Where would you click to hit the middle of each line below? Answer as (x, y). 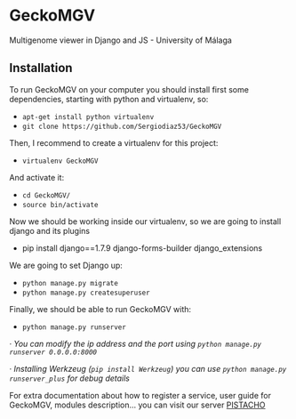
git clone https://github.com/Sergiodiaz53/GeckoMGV (122, 126)
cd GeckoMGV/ (46, 195)
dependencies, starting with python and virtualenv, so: (109, 99)
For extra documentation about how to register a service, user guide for (140, 395)
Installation (41, 68)
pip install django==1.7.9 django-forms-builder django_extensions (142, 248)
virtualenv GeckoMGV (60, 161)
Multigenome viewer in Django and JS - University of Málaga (121, 40)
